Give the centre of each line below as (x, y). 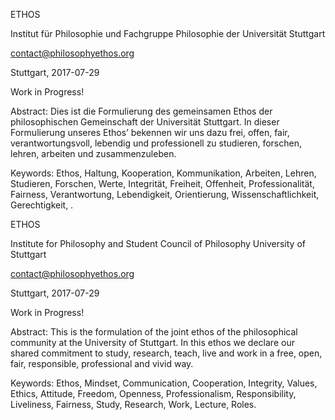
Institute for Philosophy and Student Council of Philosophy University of (158, 243)
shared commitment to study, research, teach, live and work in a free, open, (166, 353)
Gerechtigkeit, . (42, 205)
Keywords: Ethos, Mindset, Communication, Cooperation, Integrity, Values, (164, 383)
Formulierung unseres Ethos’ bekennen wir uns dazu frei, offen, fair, (150, 132)
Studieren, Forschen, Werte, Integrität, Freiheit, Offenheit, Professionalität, (162, 183)
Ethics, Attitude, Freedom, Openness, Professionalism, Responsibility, (153, 393)
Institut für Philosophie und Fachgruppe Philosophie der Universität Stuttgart (168, 33)
